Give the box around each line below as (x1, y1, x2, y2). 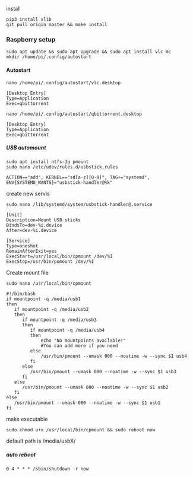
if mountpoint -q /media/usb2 (14, 307, 89, 313)
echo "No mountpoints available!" (40, 338, 126, 344)
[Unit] (6, 212, 23, 218)
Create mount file (6, 269, 49, 276)
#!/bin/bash (6, 291, 36, 297)
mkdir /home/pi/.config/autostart (6, 54, 92, 60)
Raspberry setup (6, 35, 56, 43)
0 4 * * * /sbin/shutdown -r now (6, 466, 89, 472)
